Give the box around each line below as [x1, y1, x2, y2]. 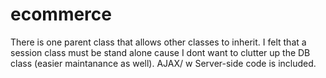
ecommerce [10, 3, 112, 26]
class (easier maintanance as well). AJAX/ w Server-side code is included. [10, 57, 317, 69]
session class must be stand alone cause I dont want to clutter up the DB [10, 46, 311, 58]
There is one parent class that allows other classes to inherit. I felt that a [10, 36, 307, 48]
